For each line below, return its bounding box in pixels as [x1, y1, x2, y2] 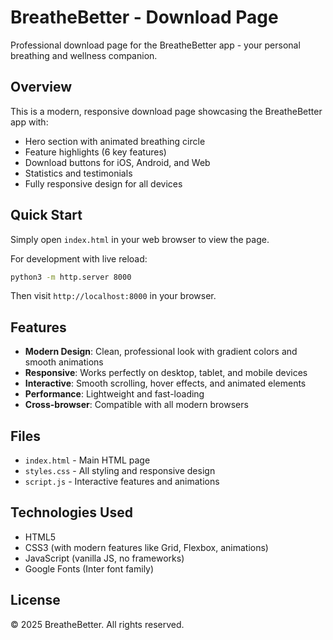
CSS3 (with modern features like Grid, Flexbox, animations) [24, 541, 269, 553]
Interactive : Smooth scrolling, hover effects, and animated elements [24, 377, 307, 390]
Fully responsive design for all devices [24, 177, 183, 190]
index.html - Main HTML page [24, 454, 151, 466]
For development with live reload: [10, 252, 148, 265]
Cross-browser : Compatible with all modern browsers [24, 399, 249, 411]
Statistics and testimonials [24, 167, 133, 179]
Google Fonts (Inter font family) [24, 562, 155, 575]
